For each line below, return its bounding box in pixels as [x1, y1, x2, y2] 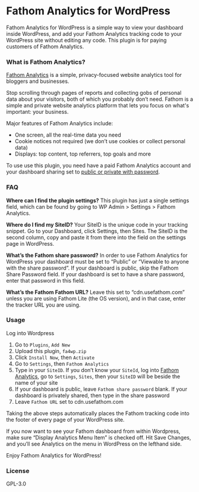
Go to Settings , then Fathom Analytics [14, 360, 109, 367]
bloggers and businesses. [6, 78, 70, 85]
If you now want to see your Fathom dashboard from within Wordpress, [6, 428, 181, 435]
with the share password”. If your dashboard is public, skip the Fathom [6, 264, 179, 271]
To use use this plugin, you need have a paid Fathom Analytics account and [6, 162, 191, 169]
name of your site [14, 379, 58, 386]
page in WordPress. [6, 240, 55, 247]
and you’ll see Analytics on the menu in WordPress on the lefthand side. [6, 440, 182, 447]
